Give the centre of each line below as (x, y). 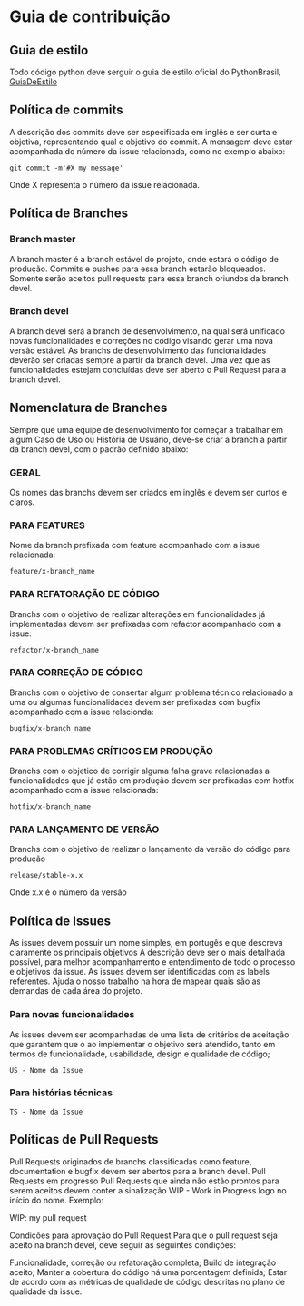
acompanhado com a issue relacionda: (82, 712)
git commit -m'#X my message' (67, 168)
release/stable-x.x (46, 876)
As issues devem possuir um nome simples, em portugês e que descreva (146, 943)
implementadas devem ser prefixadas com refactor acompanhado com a (146, 624)
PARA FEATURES (47, 525)
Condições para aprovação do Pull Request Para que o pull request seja (144, 1235)
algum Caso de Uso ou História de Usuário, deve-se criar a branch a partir (148, 439)
